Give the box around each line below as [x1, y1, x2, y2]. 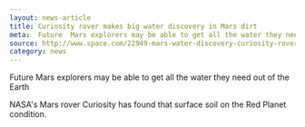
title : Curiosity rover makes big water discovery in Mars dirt [9, 22, 258, 31]
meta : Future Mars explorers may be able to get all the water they [9, 30, 282, 39]
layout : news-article [9, 13, 92, 23]
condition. [9, 109, 47, 120]
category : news [9, 47, 67, 56]
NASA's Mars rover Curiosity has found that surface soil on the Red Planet [9, 99, 287, 110]
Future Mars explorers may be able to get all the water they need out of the [9, 72, 290, 83]
